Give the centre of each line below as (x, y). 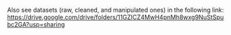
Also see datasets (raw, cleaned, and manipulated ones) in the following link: (115, 10)
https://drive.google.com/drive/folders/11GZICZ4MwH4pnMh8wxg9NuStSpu (115, 17)
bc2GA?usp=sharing (36, 24)
